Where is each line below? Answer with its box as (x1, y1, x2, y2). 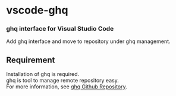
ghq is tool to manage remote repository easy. (6, 77, 119, 84)
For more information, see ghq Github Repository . (6, 83, 128, 90)
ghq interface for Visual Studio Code (6, 25, 114, 33)
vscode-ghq (6, 4, 68, 17)
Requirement (6, 55, 55, 65)
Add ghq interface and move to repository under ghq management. (6, 38, 171, 45)
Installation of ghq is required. (6, 71, 79, 78)
